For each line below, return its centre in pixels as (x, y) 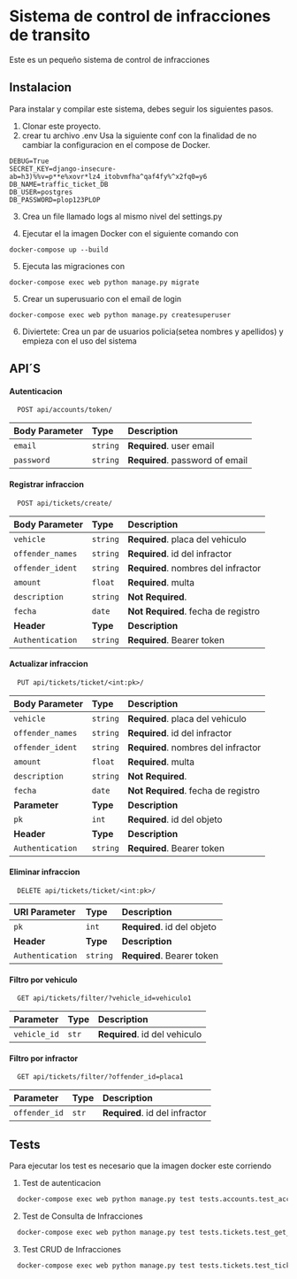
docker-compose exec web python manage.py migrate (104, 282)
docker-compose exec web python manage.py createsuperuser (120, 315)
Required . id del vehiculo (150, 1035)
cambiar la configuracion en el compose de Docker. (116, 144)
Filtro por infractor (44, 1058)
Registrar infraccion (46, 484)
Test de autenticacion (61, 1183)
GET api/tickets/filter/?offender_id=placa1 (100, 1077)
